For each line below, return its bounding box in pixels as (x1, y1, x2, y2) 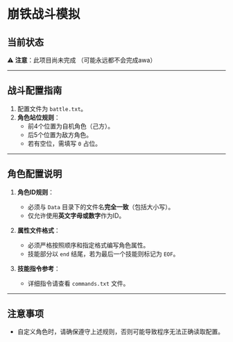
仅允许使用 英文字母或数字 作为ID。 (27, 211, 126, 220)
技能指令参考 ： (17, 264, 60, 272)
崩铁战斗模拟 (7, 6, 81, 22)
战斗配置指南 (7, 85, 62, 97)
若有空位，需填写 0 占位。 (27, 139, 102, 147)
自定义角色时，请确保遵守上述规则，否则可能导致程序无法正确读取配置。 (17, 327, 224, 336)
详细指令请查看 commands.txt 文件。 (27, 279, 130, 287)
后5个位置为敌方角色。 (27, 130, 92, 139)
